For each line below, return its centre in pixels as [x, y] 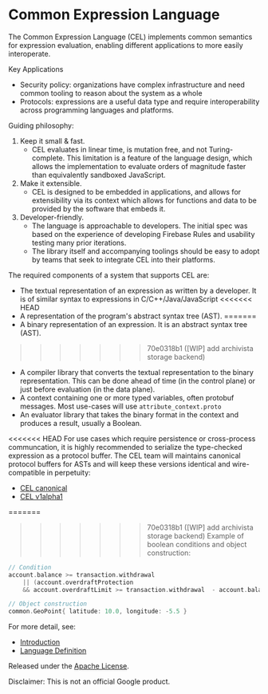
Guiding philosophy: [41, 125]
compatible [27, 472]
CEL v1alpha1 [41, 496]
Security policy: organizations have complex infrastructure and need [132, 85]
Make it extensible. [51, 183]
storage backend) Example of [196, 535]
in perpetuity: [69, 472]
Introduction [40, 642]
